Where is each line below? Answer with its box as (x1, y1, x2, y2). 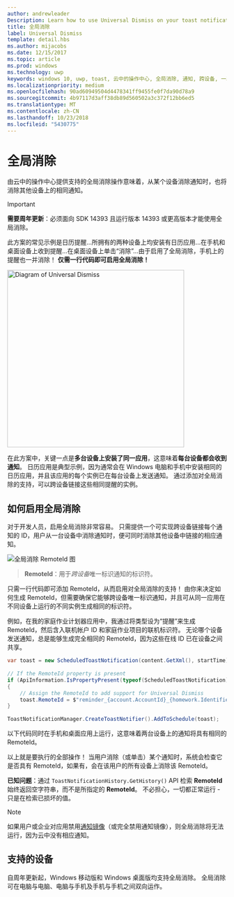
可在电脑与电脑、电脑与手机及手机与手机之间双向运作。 (7, 882, 166, 890)
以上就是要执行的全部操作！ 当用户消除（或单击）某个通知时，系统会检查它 (7, 753, 223, 761)
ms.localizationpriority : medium (7, 82, 104, 89)
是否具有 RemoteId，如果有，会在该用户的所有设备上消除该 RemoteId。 (7, 761, 212, 770)
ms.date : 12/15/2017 (7, 50, 68, 57)
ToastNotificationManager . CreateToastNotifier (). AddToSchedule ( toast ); (7, 716, 219, 723)
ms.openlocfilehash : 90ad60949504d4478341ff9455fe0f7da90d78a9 (7, 88, 195, 95)
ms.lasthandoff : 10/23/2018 (7, 114, 89, 121)
